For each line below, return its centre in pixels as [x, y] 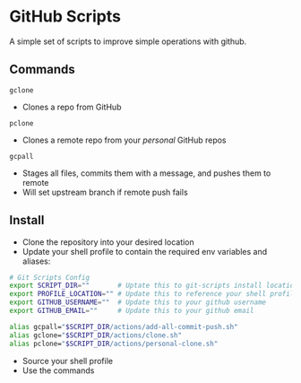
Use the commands [58, 370]
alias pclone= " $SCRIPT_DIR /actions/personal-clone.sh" [114, 344]
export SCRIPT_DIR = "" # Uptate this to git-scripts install [136, 286]
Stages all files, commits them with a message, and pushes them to [146, 173]
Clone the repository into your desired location [108, 242]
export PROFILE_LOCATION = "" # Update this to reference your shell [138, 294]
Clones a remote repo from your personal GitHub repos [124, 140]
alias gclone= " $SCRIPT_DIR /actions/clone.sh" [95, 335]
